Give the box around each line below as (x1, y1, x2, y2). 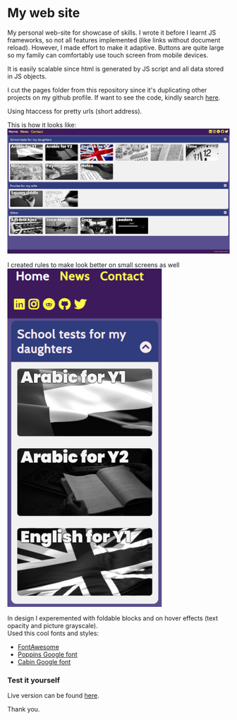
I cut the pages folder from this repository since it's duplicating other (7, 85, 207, 94)
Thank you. (7, 705, 40, 714)
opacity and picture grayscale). (7, 622, 98, 630)
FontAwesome (17, 643, 60, 651)
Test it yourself (7, 675, 60, 685)
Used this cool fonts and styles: (7, 629, 99, 637)
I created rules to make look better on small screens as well (7, 260, 180, 269)
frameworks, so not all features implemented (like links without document (7, 35, 221, 44)
